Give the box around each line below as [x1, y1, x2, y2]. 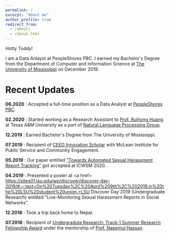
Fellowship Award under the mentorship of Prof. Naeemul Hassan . [5, 225, 144, 231]
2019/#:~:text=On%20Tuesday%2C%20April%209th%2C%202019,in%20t [5, 183, 164, 189]
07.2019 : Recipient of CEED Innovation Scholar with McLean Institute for [5, 141, 159, 147]
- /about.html [10, 31, 40, 36]
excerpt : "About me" [5, 12, 50, 17]
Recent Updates [5, 84, 75, 96]
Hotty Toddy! [5, 46, 33, 51]
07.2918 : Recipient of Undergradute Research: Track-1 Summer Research [5, 219, 161, 225]
